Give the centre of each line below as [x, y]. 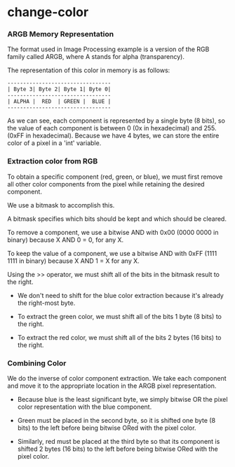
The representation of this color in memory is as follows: [89, 70]
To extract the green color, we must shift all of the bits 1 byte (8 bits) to [120, 316]
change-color [48, 12]
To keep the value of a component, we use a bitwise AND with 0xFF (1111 [112, 253]
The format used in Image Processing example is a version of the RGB [108, 49]
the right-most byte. [46, 303]
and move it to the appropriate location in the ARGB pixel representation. [112, 386]
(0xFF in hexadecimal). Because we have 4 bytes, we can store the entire [113, 136]
